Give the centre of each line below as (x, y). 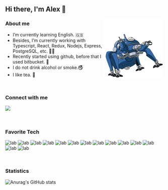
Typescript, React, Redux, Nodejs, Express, (57, 45)
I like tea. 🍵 (24, 75)
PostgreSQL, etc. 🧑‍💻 (34, 51)
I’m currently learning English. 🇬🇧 (48, 35)
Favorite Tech (22, 132)
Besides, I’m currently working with (49, 40)
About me (18, 24)
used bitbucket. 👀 (31, 61)
